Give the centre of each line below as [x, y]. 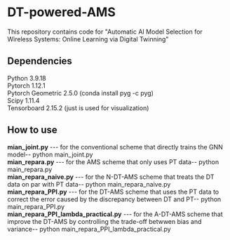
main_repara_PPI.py [36, 206]
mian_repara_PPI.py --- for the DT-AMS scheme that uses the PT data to [113, 192]
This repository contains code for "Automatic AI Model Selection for [105, 32]
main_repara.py [30, 169]
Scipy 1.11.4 [23, 100]
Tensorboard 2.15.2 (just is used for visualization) [78, 108]
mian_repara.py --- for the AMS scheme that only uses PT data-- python [113, 161]
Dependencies [40, 61]
